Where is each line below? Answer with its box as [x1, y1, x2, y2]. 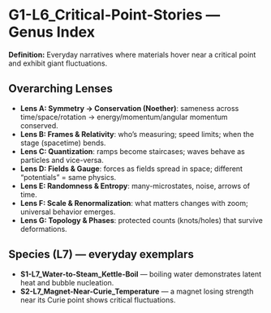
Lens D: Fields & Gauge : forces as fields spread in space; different [19, 164, 243, 174]
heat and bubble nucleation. [19, 277, 114, 287]
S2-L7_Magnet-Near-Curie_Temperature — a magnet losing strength [19, 286, 254, 296]
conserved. [19, 120, 58, 131]
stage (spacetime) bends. [19, 138, 106, 148]
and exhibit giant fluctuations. [8, 58, 108, 68]
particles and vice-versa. [19, 155, 104, 165]
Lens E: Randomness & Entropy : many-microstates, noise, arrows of [19, 181, 250, 191]
